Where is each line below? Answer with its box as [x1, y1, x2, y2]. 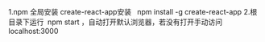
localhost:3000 [8, 27, 59, 36]
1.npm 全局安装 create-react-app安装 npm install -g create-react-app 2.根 [8, 7, 258, 16]
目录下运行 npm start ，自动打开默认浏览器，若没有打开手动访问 [8, 17, 223, 27]
